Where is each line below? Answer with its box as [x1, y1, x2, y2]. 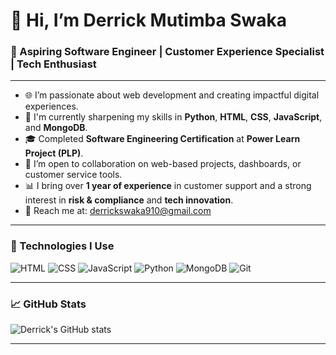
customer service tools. [24, 169, 123, 181]
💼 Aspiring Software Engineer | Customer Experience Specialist [10, 45, 325, 59]
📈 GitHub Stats [10, 297, 87, 311]
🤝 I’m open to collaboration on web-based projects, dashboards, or [24, 158, 302, 170]
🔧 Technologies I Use [10, 239, 115, 253]
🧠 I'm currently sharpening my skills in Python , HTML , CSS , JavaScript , [24, 111, 323, 123]
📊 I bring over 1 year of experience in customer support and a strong [24, 180, 312, 192]
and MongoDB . [24, 122, 88, 134]
